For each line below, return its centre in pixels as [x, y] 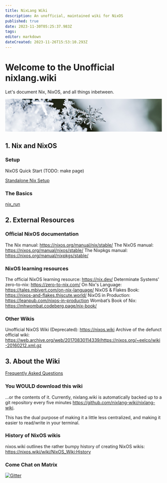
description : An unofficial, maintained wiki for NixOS [64, 16]
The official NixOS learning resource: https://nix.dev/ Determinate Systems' [82, 279]
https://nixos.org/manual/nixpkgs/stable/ [47, 255]
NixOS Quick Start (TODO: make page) [45, 171]
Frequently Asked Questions [34, 373]
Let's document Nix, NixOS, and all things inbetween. [60, 92]
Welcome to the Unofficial [60, 68]
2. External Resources [40, 220]
